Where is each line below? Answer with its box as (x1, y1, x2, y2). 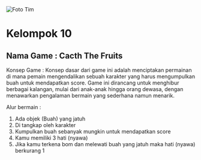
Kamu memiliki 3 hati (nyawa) (14, 134, 88, 141)
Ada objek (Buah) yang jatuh (14, 115, 86, 122)
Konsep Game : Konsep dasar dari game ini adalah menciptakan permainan (6, 67, 192, 74)
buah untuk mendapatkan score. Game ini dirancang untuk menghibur (6, 79, 179, 86)
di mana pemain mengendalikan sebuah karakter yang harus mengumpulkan (6, 73, 196, 80)
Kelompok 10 (6, 27, 72, 41)
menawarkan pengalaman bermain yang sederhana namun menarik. (6, 92, 175, 99)
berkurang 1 (14, 147, 45, 154)
